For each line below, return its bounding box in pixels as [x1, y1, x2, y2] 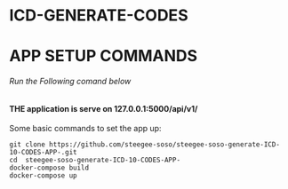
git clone [9, 140, 46, 149]
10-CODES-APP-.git [9, 148, 77, 157]
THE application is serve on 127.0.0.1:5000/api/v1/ [9, 103, 198, 114]
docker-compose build [9, 163, 90, 173]
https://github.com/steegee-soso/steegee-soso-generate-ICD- [48, 140, 280, 149]
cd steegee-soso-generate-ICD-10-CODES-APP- [9, 156, 180, 165]
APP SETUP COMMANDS [9, 46, 198, 67]
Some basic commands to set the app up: [9, 123, 162, 134]
